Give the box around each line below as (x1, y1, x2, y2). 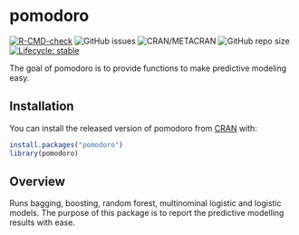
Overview (9, 173, 66, 189)
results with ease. (9, 217, 75, 228)
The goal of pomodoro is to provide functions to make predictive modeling (9, 63, 287, 73)
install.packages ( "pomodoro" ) (9, 140, 124, 150)
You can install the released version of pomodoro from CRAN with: (9, 122, 258, 133)
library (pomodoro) (9, 149, 79, 158)
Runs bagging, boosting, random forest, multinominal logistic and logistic (9, 198, 282, 209)
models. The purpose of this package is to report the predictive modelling (9, 208, 285, 219)
